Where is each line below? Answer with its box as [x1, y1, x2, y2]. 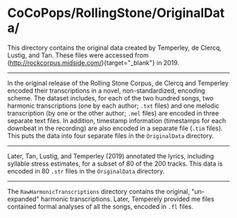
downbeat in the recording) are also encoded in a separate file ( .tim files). [7, 124, 224, 132]
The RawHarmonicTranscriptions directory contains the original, [7, 187, 190, 195]
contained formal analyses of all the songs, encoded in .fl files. [7, 202, 194, 210]
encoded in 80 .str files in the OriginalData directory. [7, 166, 165, 175]
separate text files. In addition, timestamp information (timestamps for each [7, 116, 226, 125]
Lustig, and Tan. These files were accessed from [7, 51, 150, 59]
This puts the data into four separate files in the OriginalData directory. [7, 131, 214, 139]
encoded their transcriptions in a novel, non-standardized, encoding [7, 86, 206, 95]
